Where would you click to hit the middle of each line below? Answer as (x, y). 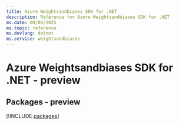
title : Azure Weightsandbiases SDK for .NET (62, 11)
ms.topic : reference (32, 28)
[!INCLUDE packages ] (33, 116)
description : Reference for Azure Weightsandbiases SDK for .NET (88, 17)
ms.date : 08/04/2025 (32, 22)
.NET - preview (43, 80)
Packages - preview (43, 102)
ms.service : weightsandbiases (43, 39)
